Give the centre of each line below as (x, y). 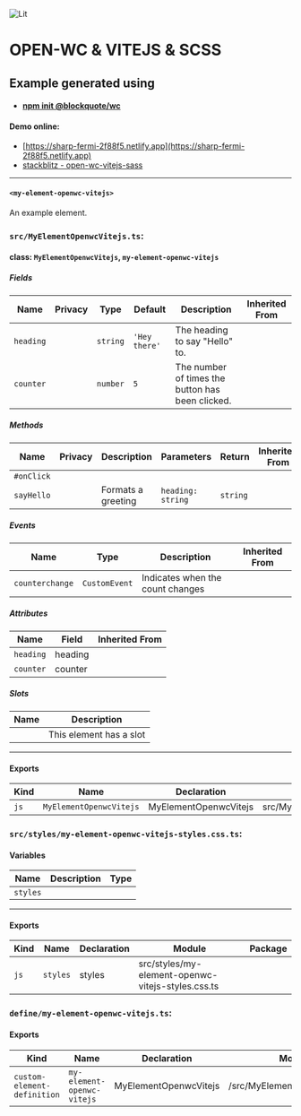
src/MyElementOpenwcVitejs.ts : (77, 236)
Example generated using (82, 83)
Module (190, 948)
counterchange (44, 583)
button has (198, 390)
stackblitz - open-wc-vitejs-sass (82, 165)
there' (147, 346)
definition (37, 1094)
